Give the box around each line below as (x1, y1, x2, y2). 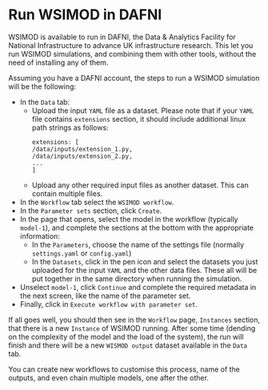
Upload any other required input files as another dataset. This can (31, 180, 250, 190)
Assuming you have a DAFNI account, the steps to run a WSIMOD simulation (8, 73, 260, 82)
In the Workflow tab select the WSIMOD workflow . (19, 197, 174, 207)
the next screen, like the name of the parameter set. (19, 291, 191, 300)
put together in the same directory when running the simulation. (31, 274, 242, 283)
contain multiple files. (31, 188, 103, 198)
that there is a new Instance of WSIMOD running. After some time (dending (8, 323, 256, 333)
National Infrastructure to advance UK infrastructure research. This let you (8, 40, 254, 50)
